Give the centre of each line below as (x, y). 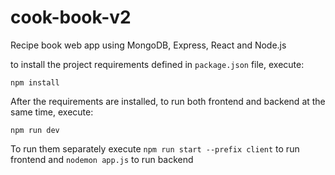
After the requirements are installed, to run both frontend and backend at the (168, 101)
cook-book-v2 (71, 17)
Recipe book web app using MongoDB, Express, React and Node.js (148, 45)
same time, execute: (52, 112)
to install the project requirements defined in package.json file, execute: (157, 64)
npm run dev (35, 130)
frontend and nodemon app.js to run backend (102, 159)
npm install (35, 82)
